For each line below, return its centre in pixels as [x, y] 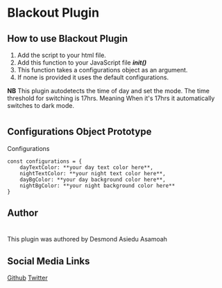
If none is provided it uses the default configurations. [93, 77]
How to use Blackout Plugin [68, 39]
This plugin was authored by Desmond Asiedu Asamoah [87, 239]
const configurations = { [44, 161]
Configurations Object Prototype [79, 132]
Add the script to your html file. [61, 55]
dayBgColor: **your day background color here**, [93, 179]
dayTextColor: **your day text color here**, [87, 167]
